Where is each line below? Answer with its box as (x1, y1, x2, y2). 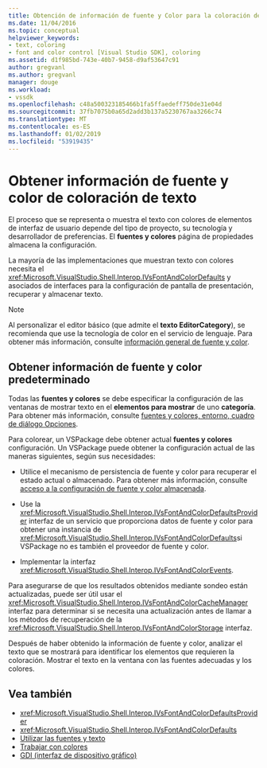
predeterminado (8, 372, 91, 386)
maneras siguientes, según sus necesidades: (8, 451, 157, 462)
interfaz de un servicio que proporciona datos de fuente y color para (29, 517, 253, 526)
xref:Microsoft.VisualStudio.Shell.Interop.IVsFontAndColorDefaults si (19, 533, 242, 543)
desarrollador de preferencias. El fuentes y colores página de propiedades (8, 232, 254, 241)
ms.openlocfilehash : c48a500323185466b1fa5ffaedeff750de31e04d (8, 100, 222, 108)
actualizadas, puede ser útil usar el (8, 590, 123, 599)
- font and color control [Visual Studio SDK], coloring (8, 49, 201, 57)
